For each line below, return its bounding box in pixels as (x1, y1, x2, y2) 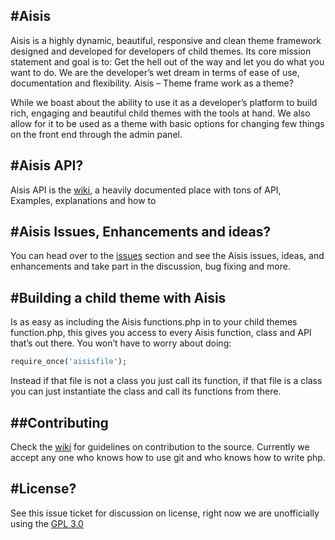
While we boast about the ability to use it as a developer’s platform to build (10, 96, 318, 108)
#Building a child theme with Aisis (10, 289, 227, 306)
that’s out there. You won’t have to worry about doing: (10, 337, 232, 349)
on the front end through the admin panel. (10, 128, 183, 140)
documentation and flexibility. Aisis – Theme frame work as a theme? (10, 77, 294, 89)
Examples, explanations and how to (10, 194, 157, 206)
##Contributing (10, 414, 109, 431)
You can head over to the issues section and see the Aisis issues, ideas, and (10, 250, 325, 262)
